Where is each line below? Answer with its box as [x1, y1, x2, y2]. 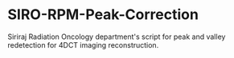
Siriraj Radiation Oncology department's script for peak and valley [7, 32, 226, 41]
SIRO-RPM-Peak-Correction [7, 6, 199, 24]
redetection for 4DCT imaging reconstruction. [7, 40, 159, 49]
